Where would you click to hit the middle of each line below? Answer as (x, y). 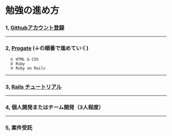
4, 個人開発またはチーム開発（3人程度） (55, 107)
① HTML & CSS (24, 59)
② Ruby (17, 64)
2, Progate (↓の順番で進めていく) (47, 48)
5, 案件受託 (19, 128)
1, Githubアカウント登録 (35, 28)
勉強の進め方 (33, 10)
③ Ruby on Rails (28, 68)
